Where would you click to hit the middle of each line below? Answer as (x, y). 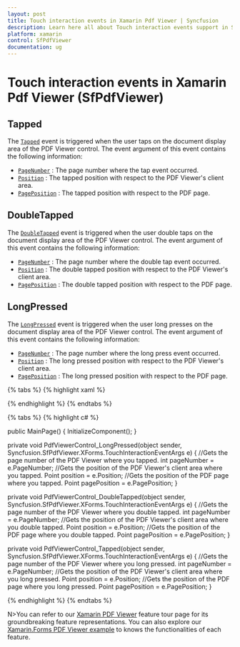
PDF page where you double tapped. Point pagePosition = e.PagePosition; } (119, 535)
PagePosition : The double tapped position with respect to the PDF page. (125, 284)
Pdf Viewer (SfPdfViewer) (86, 98)
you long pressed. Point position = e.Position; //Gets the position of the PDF (119, 578)
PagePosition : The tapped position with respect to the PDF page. (114, 193)
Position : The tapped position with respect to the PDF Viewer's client (121, 178)
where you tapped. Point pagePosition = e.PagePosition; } (92, 483)
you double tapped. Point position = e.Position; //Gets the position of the (114, 527)
